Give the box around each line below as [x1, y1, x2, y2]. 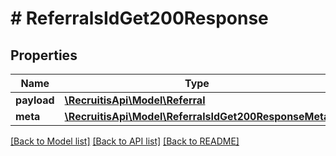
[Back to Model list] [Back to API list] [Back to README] [10, 135, 240, 147]
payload [15, 93, 55, 107]
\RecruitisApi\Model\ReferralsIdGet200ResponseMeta [64, 110, 330, 123]
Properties [10, 47, 78, 64]
